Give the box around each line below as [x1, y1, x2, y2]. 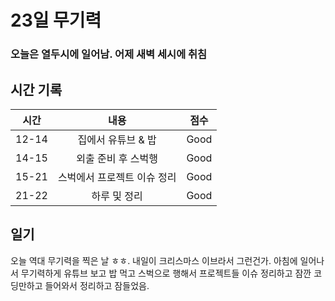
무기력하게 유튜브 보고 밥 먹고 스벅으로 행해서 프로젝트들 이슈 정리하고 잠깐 [20, 267, 312, 279]
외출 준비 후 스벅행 [76, 151, 158, 165]
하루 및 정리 [91, 189, 143, 203]
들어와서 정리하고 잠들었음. [44, 279, 150, 291]
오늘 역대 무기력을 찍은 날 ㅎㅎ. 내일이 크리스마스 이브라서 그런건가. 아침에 [10, 254, 298, 266]
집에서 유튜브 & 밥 [77, 132, 157, 146]
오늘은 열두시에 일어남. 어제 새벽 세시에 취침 [10, 47, 208, 61]
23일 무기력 [10, 9, 102, 32]
